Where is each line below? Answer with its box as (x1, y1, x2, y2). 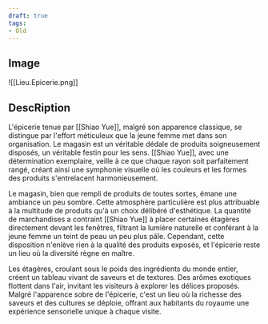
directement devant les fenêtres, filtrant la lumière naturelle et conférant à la (8, 223, 259, 233)
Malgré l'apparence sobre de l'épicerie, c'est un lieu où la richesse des (8, 290, 242, 299)
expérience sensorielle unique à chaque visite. (8, 306, 162, 316)
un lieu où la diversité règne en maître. (8, 249, 134, 257)
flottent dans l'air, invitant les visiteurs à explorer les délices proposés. (8, 281, 240, 290)
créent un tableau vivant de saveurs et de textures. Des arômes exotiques (8, 273, 252, 281)
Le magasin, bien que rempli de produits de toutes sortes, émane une (8, 189, 238, 198)
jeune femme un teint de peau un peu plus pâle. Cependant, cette (8, 232, 225, 241)
